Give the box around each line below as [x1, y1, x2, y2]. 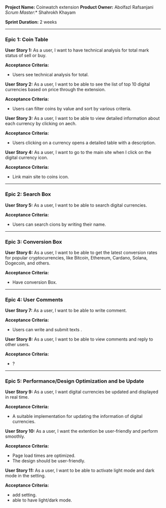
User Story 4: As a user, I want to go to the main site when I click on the [5, 150, 152, 155]
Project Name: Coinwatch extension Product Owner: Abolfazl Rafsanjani [5, 4, 154, 10]
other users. [5, 342, 30, 348]
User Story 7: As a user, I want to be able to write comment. [5, 307, 127, 313]
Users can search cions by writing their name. [12, 221, 106, 227]
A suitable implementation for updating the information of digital [12, 413, 143, 419]
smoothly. [5, 433, 26, 440]
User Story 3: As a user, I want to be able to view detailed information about [5, 115, 160, 121]
